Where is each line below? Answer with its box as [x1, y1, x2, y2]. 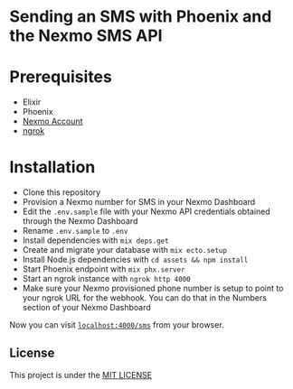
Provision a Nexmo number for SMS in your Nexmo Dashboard [22, 197, 256, 208]
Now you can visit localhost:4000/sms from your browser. [9, 320, 224, 330]
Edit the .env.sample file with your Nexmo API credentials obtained [22, 206, 271, 218]
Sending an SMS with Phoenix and [9, 6, 272, 27]
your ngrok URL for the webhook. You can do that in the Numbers [22, 292, 267, 303]
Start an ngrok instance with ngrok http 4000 [22, 273, 192, 284]
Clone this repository [22, 187, 101, 198]
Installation [9, 157, 96, 178]
